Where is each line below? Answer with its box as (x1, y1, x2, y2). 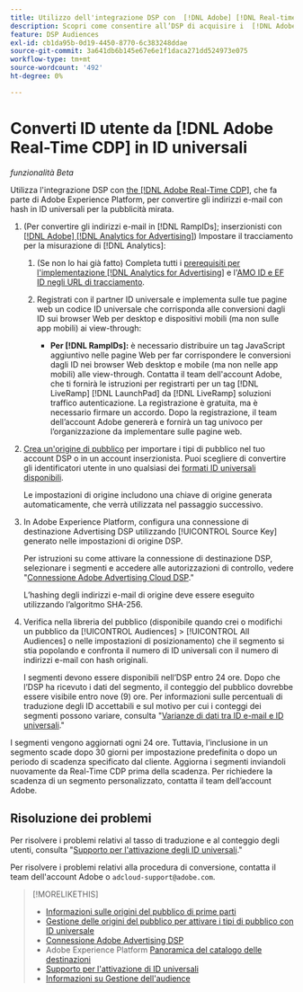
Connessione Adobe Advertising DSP (45, 934, 184, 945)
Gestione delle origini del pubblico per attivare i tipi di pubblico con (45, 916, 294, 926)
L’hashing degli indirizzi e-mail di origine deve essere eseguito (22, 589, 255, 600)
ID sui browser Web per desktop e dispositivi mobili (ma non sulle (36, 313, 280, 323)
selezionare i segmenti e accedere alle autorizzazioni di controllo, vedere (22, 562, 294, 573)
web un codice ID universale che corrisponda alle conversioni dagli (36, 303, 286, 314)
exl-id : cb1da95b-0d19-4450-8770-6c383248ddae (10, 38, 188, 48)
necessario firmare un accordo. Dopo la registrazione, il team (49, 406, 278, 418)
